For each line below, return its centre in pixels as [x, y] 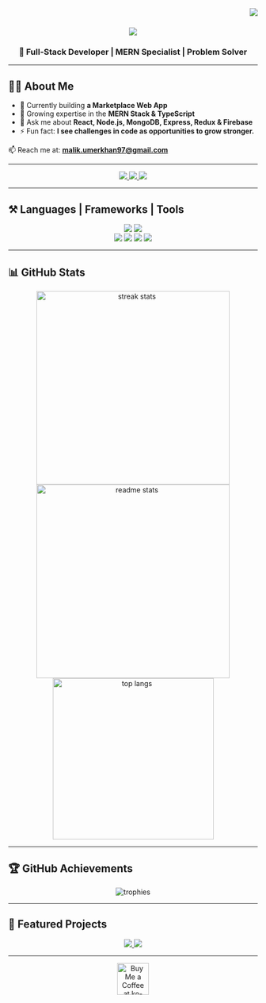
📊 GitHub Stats [47, 272]
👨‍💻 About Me [41, 86]
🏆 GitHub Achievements [70, 869]
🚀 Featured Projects [58, 924]
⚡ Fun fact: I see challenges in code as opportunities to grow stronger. [137, 131]
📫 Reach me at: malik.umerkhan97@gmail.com [88, 150]
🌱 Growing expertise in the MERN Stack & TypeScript [107, 114]
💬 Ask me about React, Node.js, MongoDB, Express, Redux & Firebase [136, 122]
